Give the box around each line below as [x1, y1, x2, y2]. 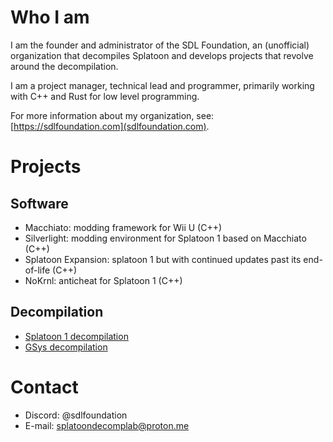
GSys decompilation [24, 341, 108, 353]
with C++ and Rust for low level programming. [10, 90, 200, 102]
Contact [10, 376, 79, 398]
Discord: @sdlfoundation [24, 409, 128, 421]
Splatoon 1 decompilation [24, 330, 129, 342]
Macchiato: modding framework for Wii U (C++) [24, 221, 223, 233]
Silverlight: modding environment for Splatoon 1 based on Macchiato [24, 232, 307, 244]
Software [10, 195, 69, 212]
